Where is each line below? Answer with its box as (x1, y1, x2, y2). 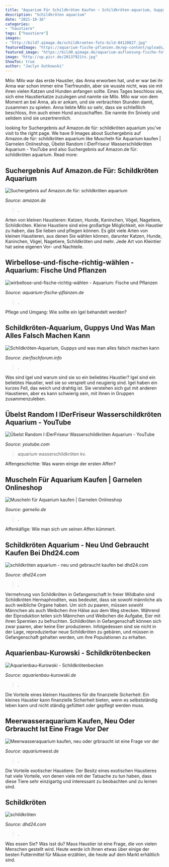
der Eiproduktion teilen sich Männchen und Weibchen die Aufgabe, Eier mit (5, 613, 161, 619)
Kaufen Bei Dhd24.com (5, 549, 79, 557)
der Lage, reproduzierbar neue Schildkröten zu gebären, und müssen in (5, 629, 154, 635)
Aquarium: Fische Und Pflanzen (5, 266, 107, 275)
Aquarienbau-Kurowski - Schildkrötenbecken (5, 649, 151, 658)
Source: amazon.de (5, 197, 46, 203)
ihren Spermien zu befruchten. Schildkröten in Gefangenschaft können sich (5, 618, 162, 624)
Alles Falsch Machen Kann (5, 332, 91, 340)
